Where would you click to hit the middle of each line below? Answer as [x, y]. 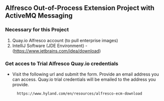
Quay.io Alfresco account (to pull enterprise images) [65, 40]
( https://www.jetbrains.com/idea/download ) [56, 50]
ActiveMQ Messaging [39, 16]
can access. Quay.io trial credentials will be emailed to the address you [84, 79]
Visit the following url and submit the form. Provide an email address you [86, 74]
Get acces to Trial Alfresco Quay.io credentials [62, 63]
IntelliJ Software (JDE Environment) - [50, 46]
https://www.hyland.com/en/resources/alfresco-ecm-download [80, 93]
